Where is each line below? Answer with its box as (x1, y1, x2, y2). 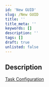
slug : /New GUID (5, 12, 39, 17)
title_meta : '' (5, 21, 37, 26)
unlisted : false (5, 44, 39, 49)
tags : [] (5, 35, 23, 40)
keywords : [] (5, 26, 32, 31)
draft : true (5, 40, 30, 45)
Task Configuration (5, 76, 44, 82)
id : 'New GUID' (5, 7, 37, 12)
